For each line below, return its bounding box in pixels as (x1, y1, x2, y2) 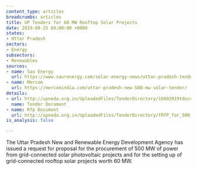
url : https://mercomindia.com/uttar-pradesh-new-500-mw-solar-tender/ (11, 85, 188, 91)
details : (6, 90, 28, 96)
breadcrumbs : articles (6, 14, 62, 20)
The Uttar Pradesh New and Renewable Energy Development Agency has (6, 139, 184, 146)
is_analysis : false (6, 118, 54, 124)
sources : (6, 63, 28, 69)
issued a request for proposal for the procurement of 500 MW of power (6, 145, 179, 152)
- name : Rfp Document (6, 107, 59, 113)
